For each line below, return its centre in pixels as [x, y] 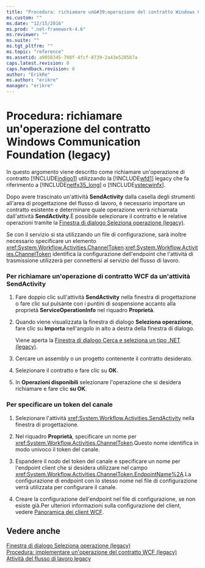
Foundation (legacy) [59, 155]
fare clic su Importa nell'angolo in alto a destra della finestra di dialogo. [105, 329]
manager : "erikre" [30, 86]
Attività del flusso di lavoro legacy [49, 559]
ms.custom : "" [24, 18]
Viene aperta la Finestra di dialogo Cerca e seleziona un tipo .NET [98, 340]
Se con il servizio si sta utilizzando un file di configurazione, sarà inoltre [96, 234]
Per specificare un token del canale [59, 405]
